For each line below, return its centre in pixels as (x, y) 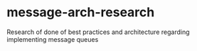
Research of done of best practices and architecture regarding (98, 32)
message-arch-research (81, 12)
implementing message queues (53, 39)
